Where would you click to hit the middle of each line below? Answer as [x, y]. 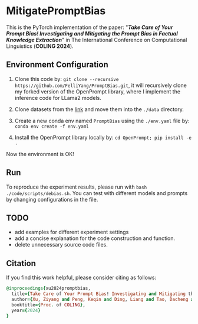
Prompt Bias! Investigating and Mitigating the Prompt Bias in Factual [92, 33]
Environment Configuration [57, 65]
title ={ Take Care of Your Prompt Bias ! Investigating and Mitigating [98, 294]
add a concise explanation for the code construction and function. [95, 238]
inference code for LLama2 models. [58, 98]
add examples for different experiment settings [72, 232]
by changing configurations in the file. [52, 199]
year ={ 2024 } [26, 310]
